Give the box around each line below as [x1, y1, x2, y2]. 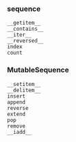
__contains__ [7, 25, 44, 33]
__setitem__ [7, 81, 41, 87]
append [7, 98, 26, 106]
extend [7, 111, 26, 117]
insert [7, 93, 26, 100]
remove [7, 122, 26, 130]
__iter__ [7, 31, 32, 38]
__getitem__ [7, 20, 41, 27]
